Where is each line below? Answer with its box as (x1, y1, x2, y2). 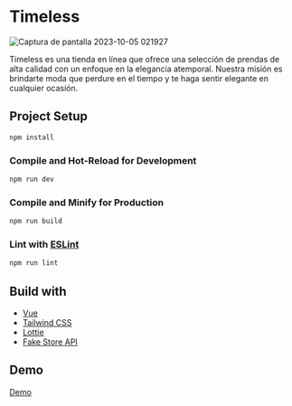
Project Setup (9, 109, 89, 124)
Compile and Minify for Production (9, 196, 165, 209)
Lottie (22, 326, 44, 337)
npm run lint (9, 259, 59, 268)
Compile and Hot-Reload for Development (9, 154, 197, 166)
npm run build (9, 217, 63, 226)
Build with (9, 283, 67, 299)
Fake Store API (22, 336, 79, 347)
